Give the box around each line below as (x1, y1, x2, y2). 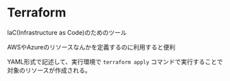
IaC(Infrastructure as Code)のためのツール (7, 28, 127, 36)
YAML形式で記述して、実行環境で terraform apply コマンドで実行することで (7, 57, 223, 66)
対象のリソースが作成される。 (7, 66, 91, 74)
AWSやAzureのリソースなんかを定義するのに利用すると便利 (7, 43, 176, 51)
